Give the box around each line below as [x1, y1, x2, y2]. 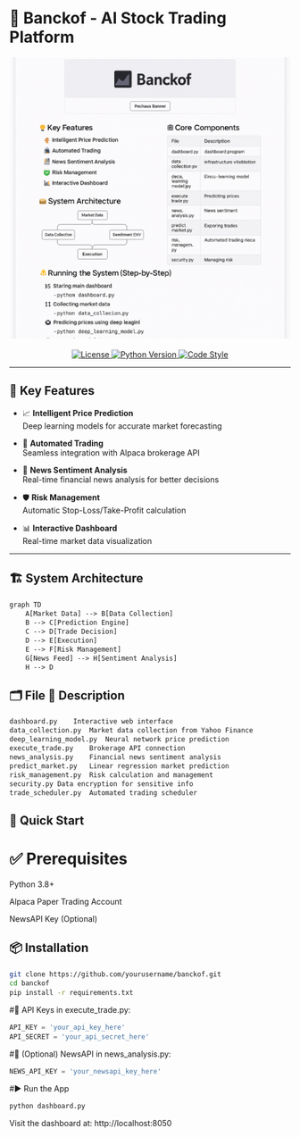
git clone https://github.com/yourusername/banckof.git [9, 969, 221, 979]
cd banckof [9, 979, 50, 988]
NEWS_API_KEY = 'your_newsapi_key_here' [9, 1066, 162, 1075]
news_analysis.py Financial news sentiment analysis [9, 753, 221, 762]
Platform [9, 27, 75, 47]
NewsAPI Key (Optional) [9, 913, 98, 924]
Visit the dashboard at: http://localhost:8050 [9, 1117, 172, 1128]
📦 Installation [9, 941, 89, 956]
